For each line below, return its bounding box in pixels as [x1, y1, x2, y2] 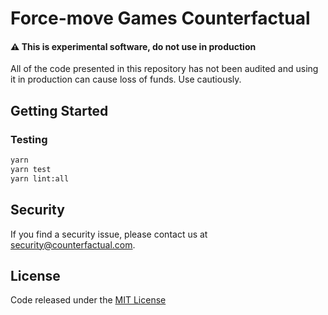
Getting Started [10, 102, 109, 119]
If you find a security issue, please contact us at [10, 228, 208, 240]
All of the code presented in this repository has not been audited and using [10, 63, 319, 75]
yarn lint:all [10, 173, 70, 184]
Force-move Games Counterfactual [10, 7, 311, 30]
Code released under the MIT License [10, 294, 167, 306]
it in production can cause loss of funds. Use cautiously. [10, 73, 242, 86]
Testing [10, 132, 48, 146]
